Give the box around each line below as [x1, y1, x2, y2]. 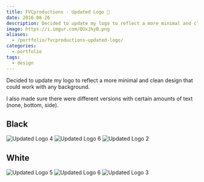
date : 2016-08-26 [6, 15, 50, 21]
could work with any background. [6, 83, 90, 90]
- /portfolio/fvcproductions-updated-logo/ [12, 37, 123, 43]
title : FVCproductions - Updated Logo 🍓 [6, 9, 110, 15]
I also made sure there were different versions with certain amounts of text [6, 95, 193, 102]
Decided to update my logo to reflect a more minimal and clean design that [6, 77, 193, 84]
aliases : [6, 32, 29, 38]
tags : [6, 54, 20, 60]
